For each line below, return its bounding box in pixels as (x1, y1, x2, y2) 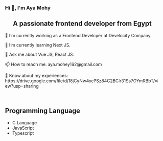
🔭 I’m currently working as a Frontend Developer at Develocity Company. (5, 32, 152, 38)
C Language (12, 119, 37, 125)
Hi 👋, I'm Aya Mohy (5, 4, 51, 11)
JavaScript (12, 125, 34, 131)
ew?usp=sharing (5, 83, 39, 89)
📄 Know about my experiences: (5, 72, 68, 78)
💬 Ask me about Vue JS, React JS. (5, 51, 74, 57)
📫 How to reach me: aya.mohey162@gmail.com (5, 61, 102, 67)
